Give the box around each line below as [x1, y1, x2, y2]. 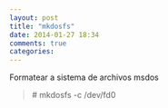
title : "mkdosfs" [9, 22, 75, 31]
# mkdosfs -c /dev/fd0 [31, 90, 116, 101]
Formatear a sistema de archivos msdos [9, 72, 159, 83]
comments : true [9, 38, 67, 48]
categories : [9, 47, 54, 56]
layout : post [9, 13, 59, 23]
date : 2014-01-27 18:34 [9, 30, 100, 39]
